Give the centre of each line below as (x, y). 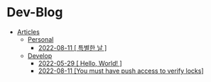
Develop (40, 55)
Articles (28, 32)
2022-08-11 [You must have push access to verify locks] (121, 71)
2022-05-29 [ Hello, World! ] (80, 63)
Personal (40, 39)
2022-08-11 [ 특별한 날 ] (72, 47)
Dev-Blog (35, 12)
